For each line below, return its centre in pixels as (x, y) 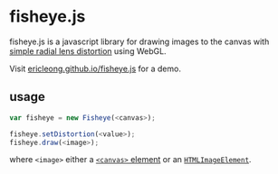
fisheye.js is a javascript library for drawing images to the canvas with (139, 41)
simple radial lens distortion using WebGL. (88, 50)
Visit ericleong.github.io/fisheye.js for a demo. (95, 69)
